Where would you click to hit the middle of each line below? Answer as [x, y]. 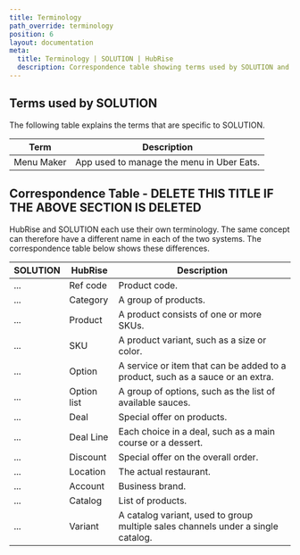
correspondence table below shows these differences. [109, 248]
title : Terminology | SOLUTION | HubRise [96, 59]
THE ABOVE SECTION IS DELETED [105, 207]
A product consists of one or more [190, 314]
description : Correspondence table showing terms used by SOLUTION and [154, 68]
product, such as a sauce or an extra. [196, 377]
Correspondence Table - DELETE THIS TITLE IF [142, 194]
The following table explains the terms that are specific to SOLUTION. [137, 125]
